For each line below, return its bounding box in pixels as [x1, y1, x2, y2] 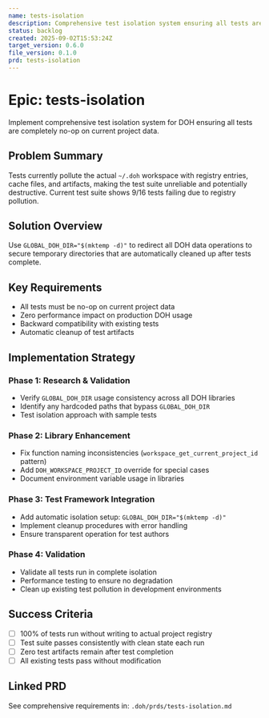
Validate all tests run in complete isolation [19, 567, 158, 577]
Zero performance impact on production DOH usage [19, 310, 193, 321]
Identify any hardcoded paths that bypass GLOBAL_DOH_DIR [19, 401, 211, 411]
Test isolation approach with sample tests [19, 409, 158, 419]
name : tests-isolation [8, 11, 84, 20]
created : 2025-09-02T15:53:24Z [8, 34, 113, 42]
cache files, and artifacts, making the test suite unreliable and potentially [8, 179, 248, 188]
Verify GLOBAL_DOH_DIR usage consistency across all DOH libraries [19, 393, 235, 402]
